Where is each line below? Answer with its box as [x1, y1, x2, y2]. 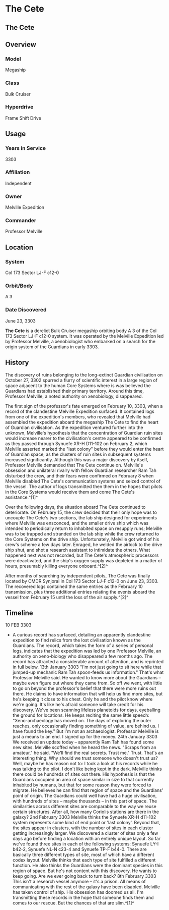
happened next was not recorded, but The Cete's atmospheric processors [5, 552, 159, 558]
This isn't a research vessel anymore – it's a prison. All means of [12, 879, 146, 885]
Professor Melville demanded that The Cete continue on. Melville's [5, 462, 143, 468]
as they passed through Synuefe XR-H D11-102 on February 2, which [5, 440, 147, 447]
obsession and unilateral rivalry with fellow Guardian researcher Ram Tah [5, 467, 157, 473]
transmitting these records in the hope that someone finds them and [12, 894, 154, 901]
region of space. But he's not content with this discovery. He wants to [12, 868, 157, 874]
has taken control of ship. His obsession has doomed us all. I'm [12, 889, 144, 895]
